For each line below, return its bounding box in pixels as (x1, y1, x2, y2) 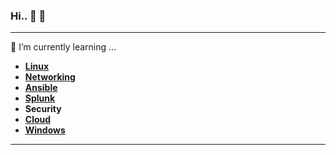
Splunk (24, 92, 56, 104)
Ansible (24, 82, 58, 94)
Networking (24, 71, 76, 83)
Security (24, 103, 62, 115)
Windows (24, 124, 66, 136)
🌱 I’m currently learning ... (10, 41, 117, 53)
